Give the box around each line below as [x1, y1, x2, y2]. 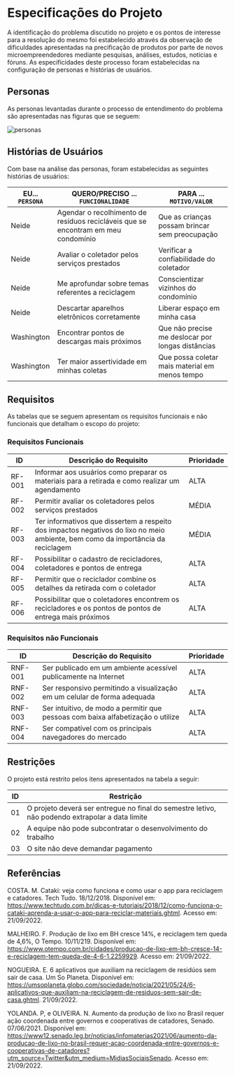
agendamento [34, 484, 80, 494]
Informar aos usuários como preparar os [34, 467, 168, 477]
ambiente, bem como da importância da [34, 533, 166, 543]
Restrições [7, 756, 56, 768]
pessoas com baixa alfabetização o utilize [41, 712, 180, 722]
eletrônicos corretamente [57, 312, 141, 321]
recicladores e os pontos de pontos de [34, 603, 162, 613]
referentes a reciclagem [57, 287, 136, 297]
